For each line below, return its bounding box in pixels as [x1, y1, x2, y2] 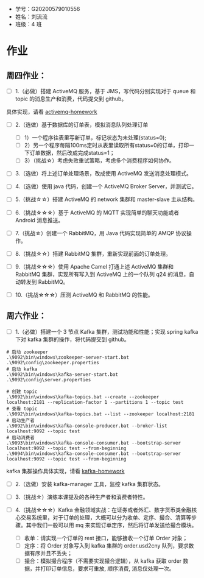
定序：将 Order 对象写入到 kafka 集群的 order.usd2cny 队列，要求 [24, 541, 189, 549]
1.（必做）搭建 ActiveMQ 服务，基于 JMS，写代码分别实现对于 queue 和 [15, 88, 196, 94]
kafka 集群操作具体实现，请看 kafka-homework [6, 467, 125, 474]
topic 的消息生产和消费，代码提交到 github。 [15, 95, 127, 102]
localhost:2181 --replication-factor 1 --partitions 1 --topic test [6, 399, 184, 405]
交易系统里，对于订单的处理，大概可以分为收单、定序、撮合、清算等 [20, 513, 192, 521]
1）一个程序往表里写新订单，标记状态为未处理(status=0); [24, 134, 166, 141]
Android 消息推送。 [15, 216, 64, 224]
